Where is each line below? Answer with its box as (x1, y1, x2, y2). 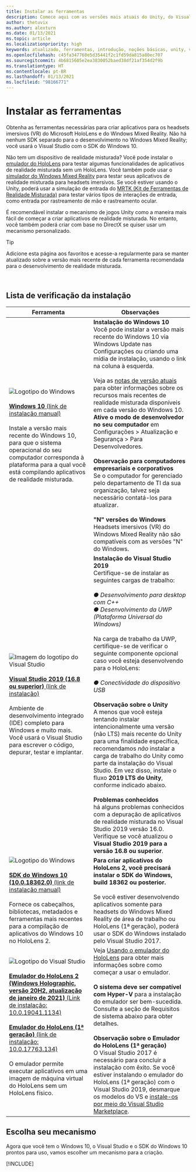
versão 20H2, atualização (9, 987, 82, 995)
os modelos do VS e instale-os (93, 1092, 178, 1101)
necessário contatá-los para (93, 493, 172, 501)
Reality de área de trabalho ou (93, 915, 176, 923)
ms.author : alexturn (6, 25, 57, 31)
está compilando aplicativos (9, 468, 86, 476)
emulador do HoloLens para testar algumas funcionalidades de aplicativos (6, 160, 185, 167)
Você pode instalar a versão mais (93, 325, 184, 334)
